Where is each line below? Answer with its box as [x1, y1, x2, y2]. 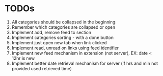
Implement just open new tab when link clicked [11, 39, 107, 45]
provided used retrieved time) [11, 65, 72, 71]
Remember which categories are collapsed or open [11, 24, 116, 30]
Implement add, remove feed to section [11, 29, 91, 35]
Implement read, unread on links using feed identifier [11, 45, 119, 51]
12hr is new [11, 55, 35, 61]
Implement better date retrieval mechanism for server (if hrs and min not [11, 60, 158, 66]
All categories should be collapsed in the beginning [11, 19, 116, 25]
